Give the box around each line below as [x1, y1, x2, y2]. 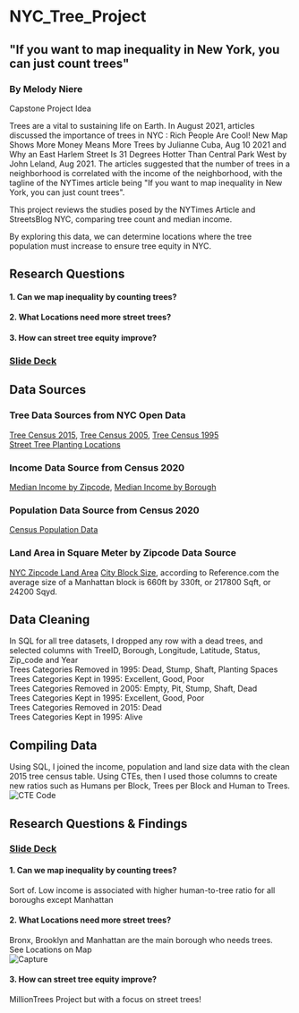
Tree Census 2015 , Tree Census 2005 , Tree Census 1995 [9, 430, 219, 440]
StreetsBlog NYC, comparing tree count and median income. [9, 213, 233, 225]
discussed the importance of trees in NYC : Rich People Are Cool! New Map [9, 130, 288, 140]
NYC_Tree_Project [9, 6, 147, 27]
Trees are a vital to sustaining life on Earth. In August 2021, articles [9, 120, 255, 131]
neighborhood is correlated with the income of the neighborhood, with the [9, 167, 283, 178]
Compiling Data [9, 737, 98, 753]
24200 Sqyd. [9, 586, 58, 597]
